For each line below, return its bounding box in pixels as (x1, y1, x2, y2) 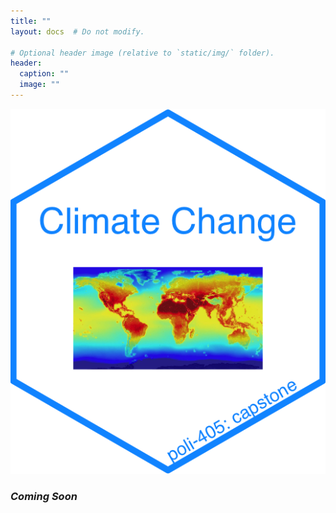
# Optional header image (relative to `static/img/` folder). (10, 48, 275, 58)
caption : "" (19, 69, 70, 79)
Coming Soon (10, 489, 78, 503)
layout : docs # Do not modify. (10, 26, 145, 37)
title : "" (10, 16, 52, 26)
